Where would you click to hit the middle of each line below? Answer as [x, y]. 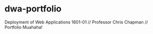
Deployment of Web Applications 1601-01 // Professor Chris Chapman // [76, 22]
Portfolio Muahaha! [24, 27]
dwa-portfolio [33, 9]
